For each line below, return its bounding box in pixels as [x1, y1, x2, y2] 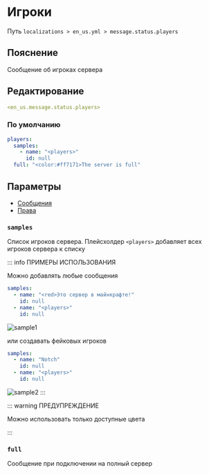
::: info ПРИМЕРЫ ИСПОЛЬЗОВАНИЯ [7, 258, 116, 267]
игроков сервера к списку [7, 245, 85, 253]
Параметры [7, 180, 62, 192]
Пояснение [7, 47, 59, 59]
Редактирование [7, 86, 84, 97]
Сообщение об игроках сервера [7, 65, 103, 73]
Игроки [7, 4, 52, 20]
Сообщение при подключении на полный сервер [7, 459, 152, 468]
